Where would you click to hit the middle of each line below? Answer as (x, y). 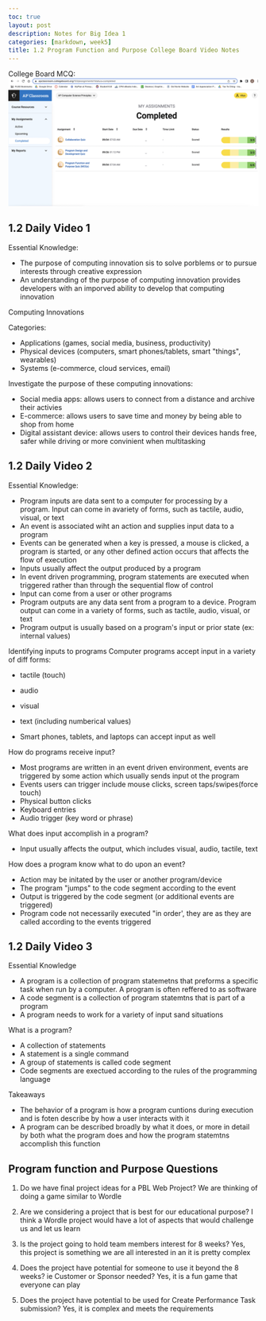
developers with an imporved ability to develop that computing (122, 288)
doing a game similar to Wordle (70, 1196)
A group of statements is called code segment (95, 1062)
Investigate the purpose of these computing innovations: (100, 383)
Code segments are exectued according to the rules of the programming (138, 1071)
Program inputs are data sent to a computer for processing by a (123, 500)
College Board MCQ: (42, 74)
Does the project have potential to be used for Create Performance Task (138, 1300)
